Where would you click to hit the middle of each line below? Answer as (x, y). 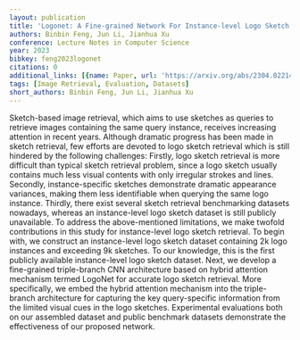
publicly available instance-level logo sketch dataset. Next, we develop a (143, 260)
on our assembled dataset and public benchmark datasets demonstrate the (148, 317)
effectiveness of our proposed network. (83, 326)
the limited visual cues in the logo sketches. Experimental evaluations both (146, 307)
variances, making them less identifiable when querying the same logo (139, 194)
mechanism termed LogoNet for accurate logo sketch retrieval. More (135, 278)
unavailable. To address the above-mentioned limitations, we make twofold (147, 222)
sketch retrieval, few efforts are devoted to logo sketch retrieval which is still (150, 146)
